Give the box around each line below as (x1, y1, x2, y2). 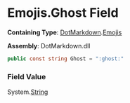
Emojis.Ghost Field (7, 5, 119, 21)
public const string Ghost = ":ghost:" (7, 55, 124, 62)
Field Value (7, 71, 46, 81)
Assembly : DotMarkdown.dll (7, 41, 91, 50)
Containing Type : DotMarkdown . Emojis (7, 28, 122, 36)
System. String (7, 88, 48, 96)
